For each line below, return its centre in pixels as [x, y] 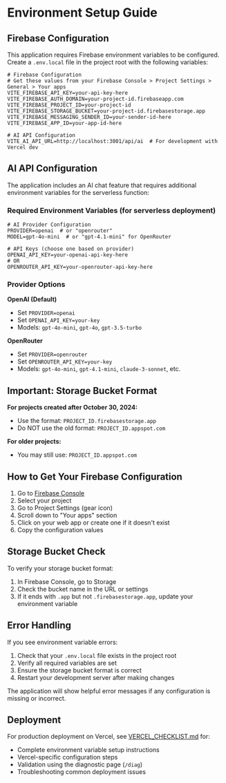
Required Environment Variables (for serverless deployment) [112, 210]
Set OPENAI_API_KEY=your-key [58, 320]
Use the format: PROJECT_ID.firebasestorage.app [87, 421]
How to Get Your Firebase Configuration [95, 477]
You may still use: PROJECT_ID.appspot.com [77, 455]
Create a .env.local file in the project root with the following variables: [108, 62]
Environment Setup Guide [82, 13]
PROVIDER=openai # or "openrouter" [60, 231]
